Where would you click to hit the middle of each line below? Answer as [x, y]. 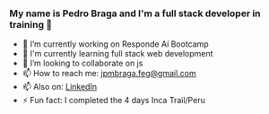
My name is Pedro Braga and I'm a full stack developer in [135, 13]
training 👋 [31, 24]
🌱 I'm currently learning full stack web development [117, 54]
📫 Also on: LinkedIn [59, 87]
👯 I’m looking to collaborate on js [82, 63]
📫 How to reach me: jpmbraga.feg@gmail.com [109, 74]
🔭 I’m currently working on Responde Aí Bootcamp [115, 44]
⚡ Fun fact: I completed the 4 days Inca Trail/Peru [114, 101]
